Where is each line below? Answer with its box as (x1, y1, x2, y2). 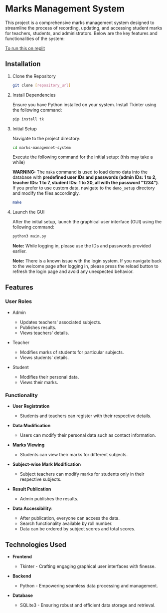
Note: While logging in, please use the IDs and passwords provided (12, 243, 151, 249)
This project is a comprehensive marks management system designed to (5, 20, 155, 26)
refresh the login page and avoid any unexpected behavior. (12, 268, 134, 274)
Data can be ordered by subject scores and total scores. (19, 526, 136, 532)
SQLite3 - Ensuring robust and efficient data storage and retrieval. (19, 602, 156, 608)
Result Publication (12, 486, 51, 492)
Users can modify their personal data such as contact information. (19, 432, 156, 438)
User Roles (5, 298, 32, 305)
